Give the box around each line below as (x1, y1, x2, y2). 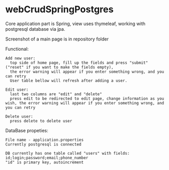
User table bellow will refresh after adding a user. (10, 78, 127, 83)
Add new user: (5, 55, 36, 61)
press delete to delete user (10, 118, 72, 123)
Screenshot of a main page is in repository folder (5, 36, 109, 42)
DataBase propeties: (5, 127, 49, 134)
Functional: (5, 46, 29, 52)
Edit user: (5, 87, 29, 92)
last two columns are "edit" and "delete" (10, 91, 102, 97)
